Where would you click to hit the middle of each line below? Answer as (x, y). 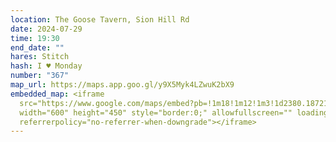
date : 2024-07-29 (46, 29)
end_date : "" (37, 47)
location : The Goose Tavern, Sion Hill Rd (100, 19)
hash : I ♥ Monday (46, 66)
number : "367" (40, 76)
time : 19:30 (35, 38)
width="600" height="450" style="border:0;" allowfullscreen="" (156, 112)
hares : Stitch (40, 57)
